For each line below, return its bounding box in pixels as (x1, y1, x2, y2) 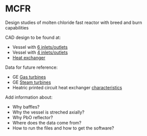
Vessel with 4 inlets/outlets (12, 49, 68, 55)
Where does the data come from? (12, 120, 82, 126)
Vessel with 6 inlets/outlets (12, 44, 68, 50)
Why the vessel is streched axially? (12, 109, 85, 115)
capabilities (5, 24, 29, 30)
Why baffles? (12, 104, 40, 110)
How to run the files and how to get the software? (12, 125, 115, 131)
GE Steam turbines (12, 79, 51, 85)
